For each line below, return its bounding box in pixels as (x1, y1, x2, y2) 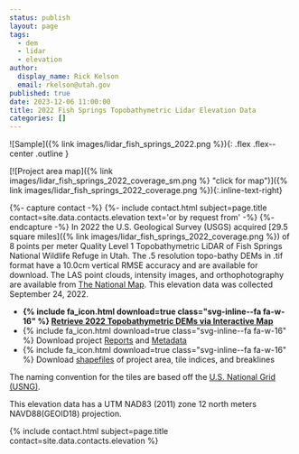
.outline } (35, 148, 70, 159)
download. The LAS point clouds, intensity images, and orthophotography (9, 270, 285, 281)
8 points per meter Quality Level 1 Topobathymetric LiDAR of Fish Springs (9, 241, 283, 252)
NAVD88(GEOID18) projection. (9, 408, 122, 420)
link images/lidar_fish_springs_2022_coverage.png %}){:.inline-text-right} (9, 185, 283, 196)
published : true (9, 88, 70, 97)
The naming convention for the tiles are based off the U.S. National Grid (9, 372, 276, 383)
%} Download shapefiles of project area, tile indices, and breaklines (22, 354, 276, 366)
